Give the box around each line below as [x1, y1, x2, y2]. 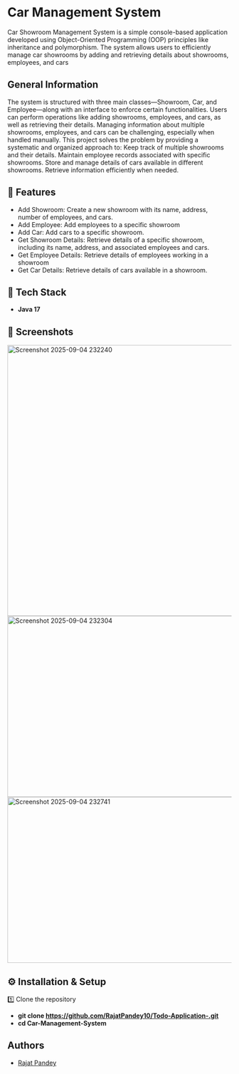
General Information [7, 79, 99, 91]
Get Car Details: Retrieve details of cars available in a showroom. [17, 265, 208, 274]
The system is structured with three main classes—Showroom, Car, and [7, 98, 217, 106]
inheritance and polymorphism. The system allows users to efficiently [7, 43, 211, 51]
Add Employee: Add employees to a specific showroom [17, 220, 180, 228]
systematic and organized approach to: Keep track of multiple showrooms [7, 143, 224, 152]
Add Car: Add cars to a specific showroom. [17, 228, 144, 236]
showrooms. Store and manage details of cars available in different [7, 158, 203, 167]
